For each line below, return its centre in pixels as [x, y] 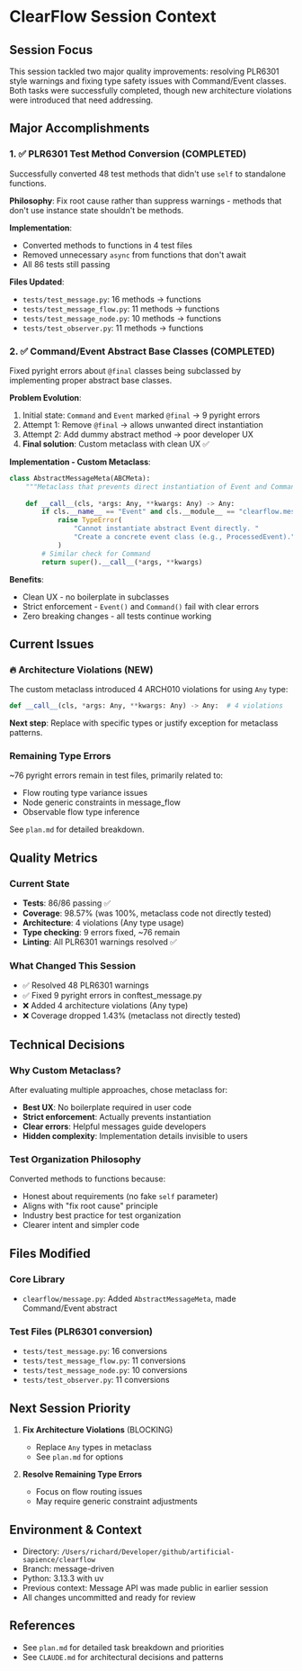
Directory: [41, 1551]
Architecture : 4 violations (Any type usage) [103, 923]
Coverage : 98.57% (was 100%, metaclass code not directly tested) [147, 913]
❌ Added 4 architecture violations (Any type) [105, 1006]
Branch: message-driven [68, 1569]
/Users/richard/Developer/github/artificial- [148, 1552]
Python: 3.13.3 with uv [63, 1578]
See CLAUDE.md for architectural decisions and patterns [123, 1657]
